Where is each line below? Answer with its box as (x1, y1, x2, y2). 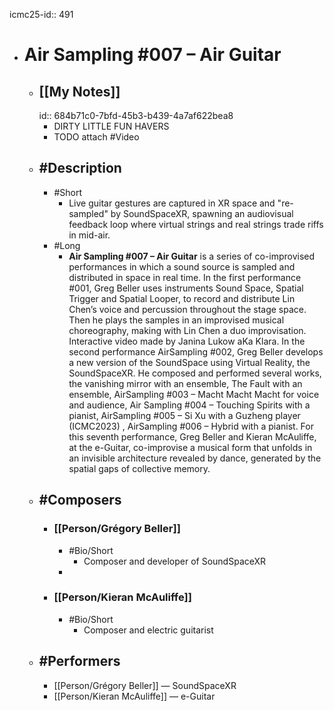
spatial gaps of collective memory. (68, 462, 211, 474)
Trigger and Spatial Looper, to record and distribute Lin (68, 292, 296, 304)
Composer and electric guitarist (83, 624, 214, 636)
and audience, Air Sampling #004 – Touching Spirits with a (68, 399, 311, 411)
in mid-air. (68, 229, 111, 241)
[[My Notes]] (38, 83, 121, 100)
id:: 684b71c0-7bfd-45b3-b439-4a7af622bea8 (38, 110, 234, 121)
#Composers (38, 492, 122, 509)
